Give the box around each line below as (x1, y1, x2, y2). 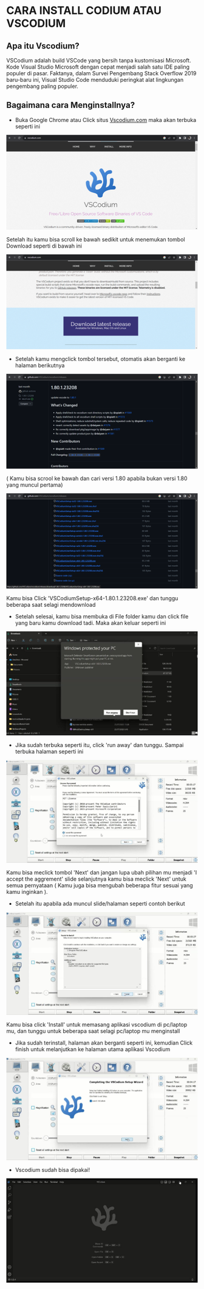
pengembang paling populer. (6, 83, 79, 90)
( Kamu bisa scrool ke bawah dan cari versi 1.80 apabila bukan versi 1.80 (6, 475, 188, 482)
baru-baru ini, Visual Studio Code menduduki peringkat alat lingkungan (6, 76, 184, 83)
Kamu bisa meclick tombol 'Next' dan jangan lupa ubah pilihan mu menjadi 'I (6, 869, 197, 876)
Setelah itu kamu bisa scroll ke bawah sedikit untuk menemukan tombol (6, 236, 185, 243)
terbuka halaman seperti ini (15, 748, 84, 755)
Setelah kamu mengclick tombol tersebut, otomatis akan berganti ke (15, 356, 186, 363)
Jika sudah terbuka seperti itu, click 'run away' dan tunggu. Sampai (15, 741, 184, 748)
